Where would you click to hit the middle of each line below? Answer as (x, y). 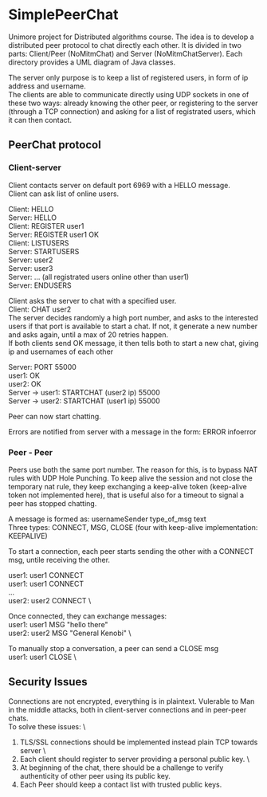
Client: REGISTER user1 (46, 226)
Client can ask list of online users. (64, 194)
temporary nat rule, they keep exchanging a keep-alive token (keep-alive (128, 486)
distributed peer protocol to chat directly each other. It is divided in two (125, 45)
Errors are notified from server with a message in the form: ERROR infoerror (132, 431)
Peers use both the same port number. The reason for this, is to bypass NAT (133, 469)
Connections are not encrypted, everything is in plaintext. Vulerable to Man (132, 701)
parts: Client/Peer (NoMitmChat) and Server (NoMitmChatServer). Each (126, 53)
